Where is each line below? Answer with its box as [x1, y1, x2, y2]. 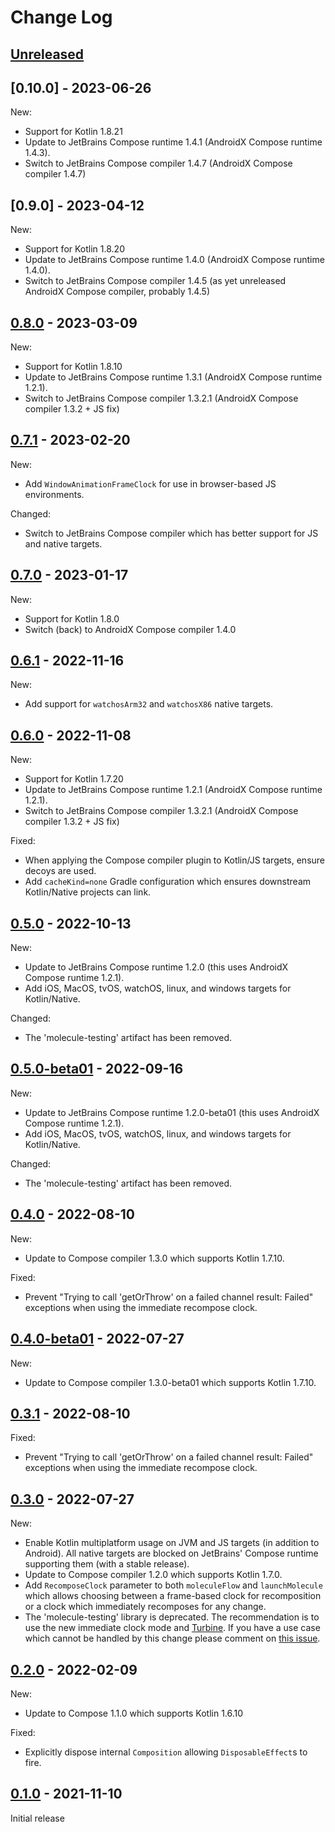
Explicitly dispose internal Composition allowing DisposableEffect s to [24, 1746, 308, 1758]
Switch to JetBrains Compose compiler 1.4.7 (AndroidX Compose [24, 157, 293, 170]
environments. [24, 488, 85, 500]
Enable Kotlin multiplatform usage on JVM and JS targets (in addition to [24, 1537, 320, 1549]
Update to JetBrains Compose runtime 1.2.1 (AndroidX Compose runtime [24, 784, 323, 796]
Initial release [10, 1812, 65, 1824]
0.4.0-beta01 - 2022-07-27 [10, 1331, 185, 1348]
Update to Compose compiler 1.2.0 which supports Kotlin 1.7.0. [24, 1569, 283, 1581]
